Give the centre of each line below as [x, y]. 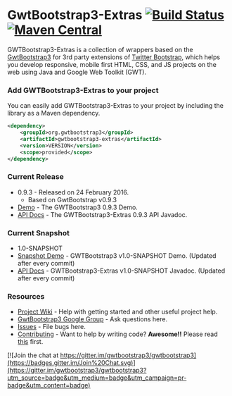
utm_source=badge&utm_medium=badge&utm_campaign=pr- [97, 378]
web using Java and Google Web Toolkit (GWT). [77, 72]
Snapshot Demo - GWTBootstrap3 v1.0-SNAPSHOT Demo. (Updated [117, 256]
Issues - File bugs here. [52, 327]
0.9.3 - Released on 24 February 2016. [73, 192]
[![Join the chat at [33, 355]
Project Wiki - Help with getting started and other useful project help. [117, 312]
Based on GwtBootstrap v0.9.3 [72, 199]
